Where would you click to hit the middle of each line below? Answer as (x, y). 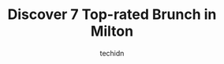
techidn (112, 53)
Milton (112, 31)
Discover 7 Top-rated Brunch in (112, 15)
